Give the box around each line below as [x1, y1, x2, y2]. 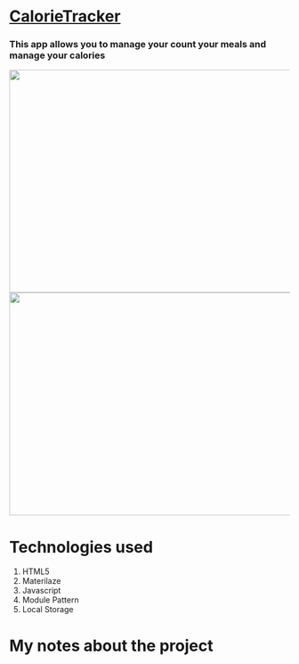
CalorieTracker [9, 6, 121, 27]
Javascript [21, 586, 61, 596]
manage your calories [9, 49, 106, 61]
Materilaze [21, 576, 61, 586]
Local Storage [21, 604, 74, 615]
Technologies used [9, 537, 154, 557]
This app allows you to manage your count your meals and [9, 38, 267, 51]
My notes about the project [9, 635, 214, 656]
